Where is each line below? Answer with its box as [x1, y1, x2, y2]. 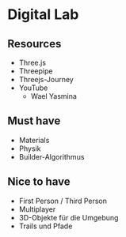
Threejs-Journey [18, 75, 74, 84]
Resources [7, 37, 62, 51]
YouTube [18, 83, 48, 92]
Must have [7, 115, 61, 128]
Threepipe [18, 66, 53, 76]
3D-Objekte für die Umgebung [18, 213, 119, 222]
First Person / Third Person [18, 196, 108, 205]
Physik [18, 144, 41, 153]
